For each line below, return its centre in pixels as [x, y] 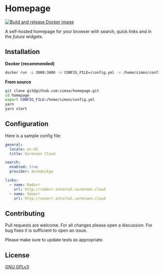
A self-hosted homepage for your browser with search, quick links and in [78, 31]
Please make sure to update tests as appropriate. [54, 240]
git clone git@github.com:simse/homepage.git [52, 91]
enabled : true [24, 167]
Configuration [27, 124]
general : [14, 145]
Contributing [25, 213]
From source [18, 82]
